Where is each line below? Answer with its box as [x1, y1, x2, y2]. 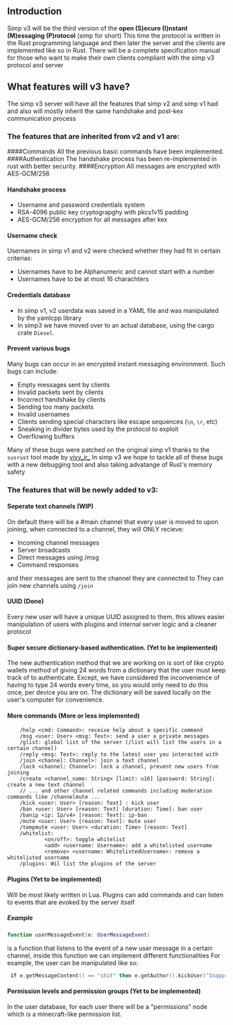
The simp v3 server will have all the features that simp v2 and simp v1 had [7, 99, 218, 108]
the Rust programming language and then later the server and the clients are [7, 38, 226, 47]
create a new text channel [7, 781, 85, 788]
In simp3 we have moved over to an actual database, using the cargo [17, 321, 215, 329]
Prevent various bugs [7, 344, 71, 353]
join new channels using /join [7, 581, 94, 589]
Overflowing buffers [17, 432, 75, 440]
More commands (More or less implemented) [7, 711, 140, 720]
